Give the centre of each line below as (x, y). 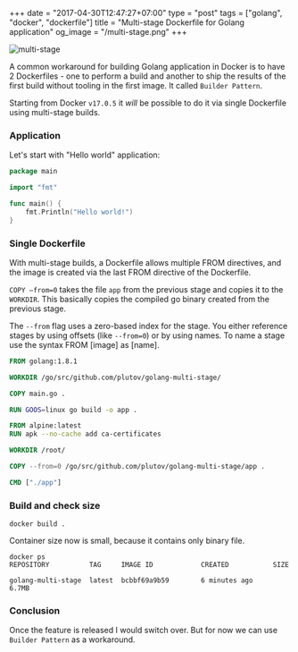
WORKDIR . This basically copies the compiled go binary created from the (140, 299)
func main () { (36, 204)
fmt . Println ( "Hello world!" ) (79, 212)
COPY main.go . (37, 394)
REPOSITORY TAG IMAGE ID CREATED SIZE (149, 565)
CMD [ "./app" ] (36, 482)
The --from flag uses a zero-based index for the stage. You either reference (149, 326)
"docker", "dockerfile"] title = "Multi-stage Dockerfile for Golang (127, 22)
